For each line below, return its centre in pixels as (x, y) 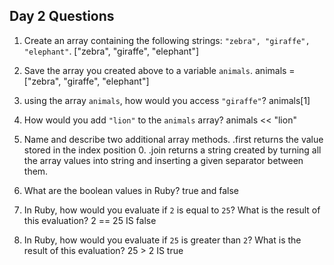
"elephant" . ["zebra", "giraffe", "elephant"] (111, 51)
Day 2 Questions (62, 16)
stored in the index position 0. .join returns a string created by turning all (172, 150)
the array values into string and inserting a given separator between (163, 160)
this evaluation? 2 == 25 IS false (90, 220)
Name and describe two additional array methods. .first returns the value (173, 139)
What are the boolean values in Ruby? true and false (131, 190)
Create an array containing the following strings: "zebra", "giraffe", (167, 40)
